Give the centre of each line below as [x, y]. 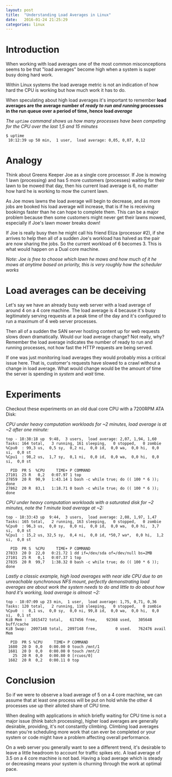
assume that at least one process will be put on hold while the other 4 [79, 700]
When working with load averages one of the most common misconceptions [86, 64]
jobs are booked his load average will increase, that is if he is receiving [80, 207]
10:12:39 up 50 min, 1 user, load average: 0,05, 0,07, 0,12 [77, 141]
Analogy [24, 161]
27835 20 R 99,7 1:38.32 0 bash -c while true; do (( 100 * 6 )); [82, 562]
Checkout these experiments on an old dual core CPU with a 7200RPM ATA [85, 409]
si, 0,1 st [18, 615]
